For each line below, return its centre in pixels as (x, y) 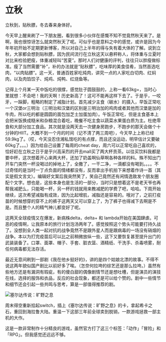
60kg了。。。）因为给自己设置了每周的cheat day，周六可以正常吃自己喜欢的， (82, 145)
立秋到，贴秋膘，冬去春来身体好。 (40, 25)
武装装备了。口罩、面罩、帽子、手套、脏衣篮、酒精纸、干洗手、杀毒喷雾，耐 (83, 242)
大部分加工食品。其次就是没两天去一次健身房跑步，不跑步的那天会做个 (85, 127)
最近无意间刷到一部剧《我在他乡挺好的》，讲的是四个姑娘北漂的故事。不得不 (82, 259)
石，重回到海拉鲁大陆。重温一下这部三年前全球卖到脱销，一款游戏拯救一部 (81, 311)
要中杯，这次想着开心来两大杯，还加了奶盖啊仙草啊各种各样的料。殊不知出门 (83, 157)
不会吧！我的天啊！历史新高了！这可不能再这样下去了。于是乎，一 (89, 95)
